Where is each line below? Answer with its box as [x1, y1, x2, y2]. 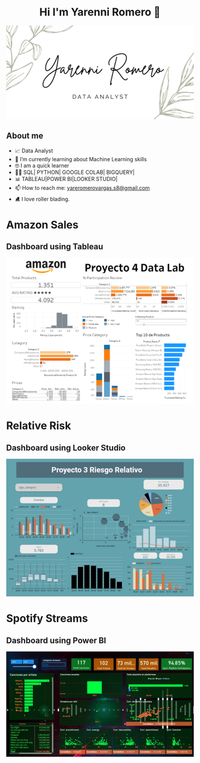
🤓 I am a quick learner [14, 162, 70, 169]
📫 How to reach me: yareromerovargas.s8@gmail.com [14, 184, 150, 191]
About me [6, 131, 43, 141]
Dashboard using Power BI [6, 635, 107, 645]
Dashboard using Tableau [6, 242, 104, 252]
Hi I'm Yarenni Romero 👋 [39, 5, 161, 19]
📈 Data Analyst [14, 147, 54, 154]
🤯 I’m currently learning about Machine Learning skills [14, 155, 147, 162]
